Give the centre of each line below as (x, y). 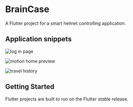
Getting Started (30, 87)
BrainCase (27, 9)
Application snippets (38, 39)
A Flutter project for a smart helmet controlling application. (66, 23)
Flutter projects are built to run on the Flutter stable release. (67, 99)
